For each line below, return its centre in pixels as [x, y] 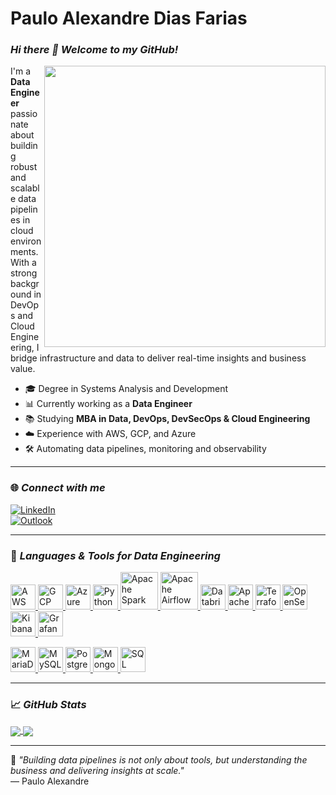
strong [24, 273]
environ [26, 241]
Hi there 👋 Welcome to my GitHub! [94, 50]
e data [23, 199]
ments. [24, 252]
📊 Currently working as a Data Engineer [108, 404]
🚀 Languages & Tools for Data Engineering [115, 555]
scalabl [25, 188]
